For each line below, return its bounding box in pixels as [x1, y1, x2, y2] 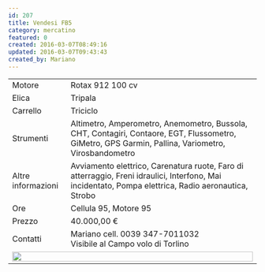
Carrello [12, 105, 42, 116]
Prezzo [12, 215, 39, 226]
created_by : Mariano [8, 56, 77, 64]
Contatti [12, 233, 42, 244]
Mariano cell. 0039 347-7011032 [70, 228, 200, 239]
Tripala [70, 92, 96, 103]
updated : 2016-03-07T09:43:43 [8, 48, 108, 56]
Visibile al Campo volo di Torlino [70, 238, 189, 249]
